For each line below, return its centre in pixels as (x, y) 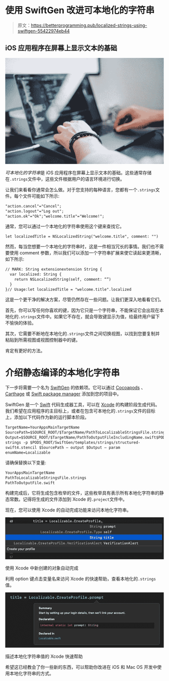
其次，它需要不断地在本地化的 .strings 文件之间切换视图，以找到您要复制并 (82, 333)
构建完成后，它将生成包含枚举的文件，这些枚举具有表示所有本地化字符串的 (82, 493)
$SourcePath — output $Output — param (80, 448)
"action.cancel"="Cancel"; (33, 206)
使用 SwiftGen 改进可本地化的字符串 (80, 10)
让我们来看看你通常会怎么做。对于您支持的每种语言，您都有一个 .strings (80, 189)
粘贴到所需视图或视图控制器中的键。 (43, 340)
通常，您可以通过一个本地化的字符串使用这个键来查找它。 (65, 226)
